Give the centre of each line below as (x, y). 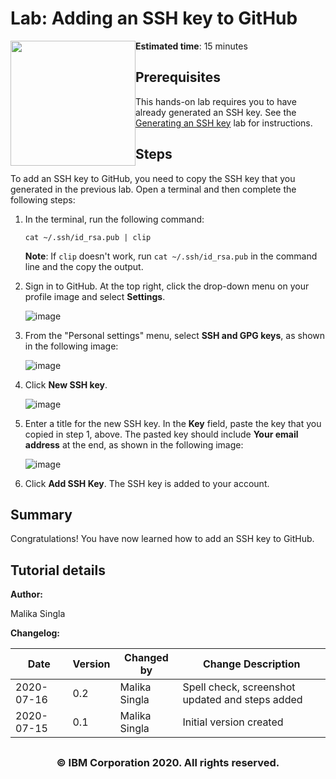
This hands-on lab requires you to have (216, 101)
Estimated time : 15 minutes (191, 46)
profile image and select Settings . (95, 296)
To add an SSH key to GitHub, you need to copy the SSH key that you (153, 178)
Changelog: (35, 633)
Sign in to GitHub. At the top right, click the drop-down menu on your (167, 286)
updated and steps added (242, 700)
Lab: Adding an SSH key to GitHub (154, 18)
